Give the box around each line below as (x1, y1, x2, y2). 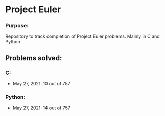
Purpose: (5, 22, 29, 29)
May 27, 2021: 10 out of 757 (12, 81, 70, 87)
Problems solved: (5, 54, 62, 62)
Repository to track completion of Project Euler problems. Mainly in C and (5, 33, 160, 39)
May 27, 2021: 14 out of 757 (12, 105, 70, 111)
